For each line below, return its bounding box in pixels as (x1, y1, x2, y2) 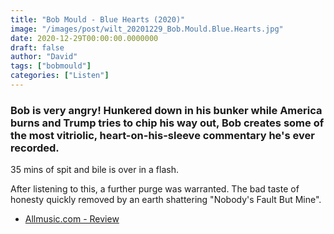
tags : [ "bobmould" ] (10, 61, 92, 71)
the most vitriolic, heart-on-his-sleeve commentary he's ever (10, 128, 315, 142)
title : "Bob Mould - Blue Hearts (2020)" (10, 14, 186, 25)
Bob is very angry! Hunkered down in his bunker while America (10, 103, 323, 117)
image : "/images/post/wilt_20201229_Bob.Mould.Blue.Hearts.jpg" (10, 24, 284, 34)
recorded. (10, 141, 60, 155)
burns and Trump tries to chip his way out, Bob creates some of (10, 116, 325, 130)
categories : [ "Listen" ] (10, 71, 110, 81)
